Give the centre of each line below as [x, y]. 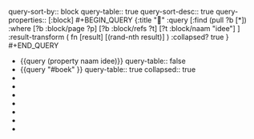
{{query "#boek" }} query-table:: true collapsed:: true [108, 69]
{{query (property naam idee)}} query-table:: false [103, 61]
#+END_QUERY [34, 46]
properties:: [27, 20]
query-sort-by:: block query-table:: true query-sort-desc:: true [111, 12]
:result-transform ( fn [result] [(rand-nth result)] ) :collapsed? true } [119, 37]
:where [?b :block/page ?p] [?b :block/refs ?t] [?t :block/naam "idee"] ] [124, 28]
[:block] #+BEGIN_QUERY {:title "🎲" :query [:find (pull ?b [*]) [147, 20]
